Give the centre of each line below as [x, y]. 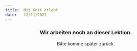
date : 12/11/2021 [26, 15]
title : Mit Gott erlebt [32, 10]
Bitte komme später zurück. [86, 43]
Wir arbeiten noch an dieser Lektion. [86, 33]
